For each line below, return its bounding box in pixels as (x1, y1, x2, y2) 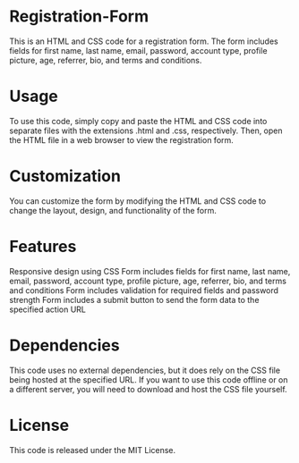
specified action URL (9, 304, 87, 315)
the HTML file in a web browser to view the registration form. (9, 134, 235, 145)
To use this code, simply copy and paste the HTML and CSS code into (9, 115, 268, 126)
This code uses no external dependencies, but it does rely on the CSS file (9, 365, 280, 375)
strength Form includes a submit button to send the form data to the (9, 294, 260, 305)
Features (9, 237, 77, 257)
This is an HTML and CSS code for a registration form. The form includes (9, 36, 279, 46)
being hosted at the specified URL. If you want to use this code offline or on (9, 374, 288, 385)
